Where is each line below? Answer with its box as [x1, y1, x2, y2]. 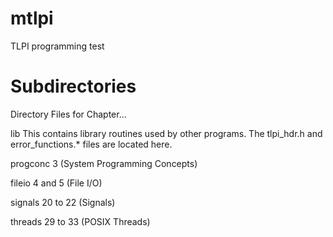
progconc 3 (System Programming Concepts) [10, 157, 198, 169]
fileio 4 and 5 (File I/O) [10, 177, 103, 189]
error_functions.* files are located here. [10, 138, 173, 150]
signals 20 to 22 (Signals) [10, 196, 116, 208]
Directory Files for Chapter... [10, 108, 127, 120]
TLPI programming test [10, 40, 105, 52]
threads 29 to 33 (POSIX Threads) [10, 215, 151, 227]
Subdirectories [10, 75, 137, 98]
